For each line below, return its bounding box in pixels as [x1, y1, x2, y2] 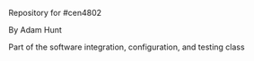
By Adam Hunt [8, 25, 62, 34]
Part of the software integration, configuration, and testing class [8, 42, 245, 52]
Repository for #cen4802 [8, 8, 102, 18]
